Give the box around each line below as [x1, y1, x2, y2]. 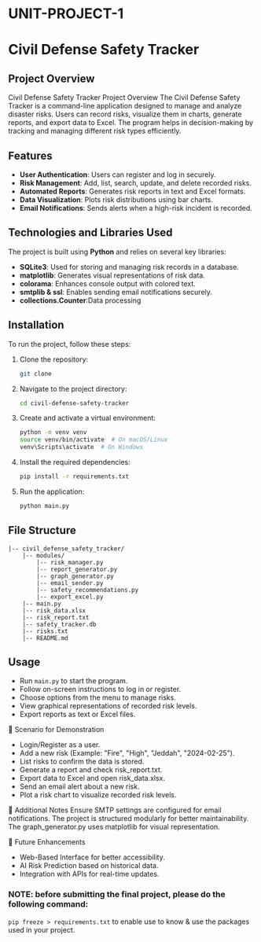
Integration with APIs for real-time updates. [19, 870, 160, 879]
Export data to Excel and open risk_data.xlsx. [19, 774, 166, 783]
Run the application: [19, 487, 85, 496]
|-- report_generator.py [36, 565, 118, 573]
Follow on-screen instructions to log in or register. [19, 685, 182, 694]
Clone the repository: [19, 355, 89, 364]
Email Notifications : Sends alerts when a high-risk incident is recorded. [19, 204, 253, 212]
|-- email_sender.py [36, 579, 104, 587]
